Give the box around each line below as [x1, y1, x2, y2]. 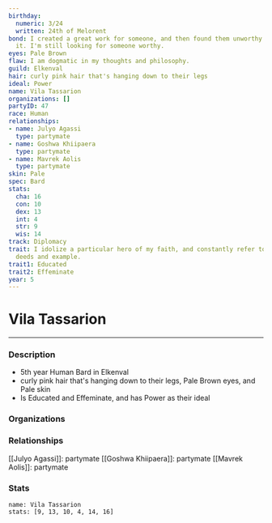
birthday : [8, 11, 42, 20]
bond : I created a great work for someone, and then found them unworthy [8, 34, 263, 43]
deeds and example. [15, 253, 82, 261]
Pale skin [19, 385, 51, 394]
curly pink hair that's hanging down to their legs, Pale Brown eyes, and [19, 376, 256, 385]
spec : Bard [8, 177, 45, 186]
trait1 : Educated [8, 260, 67, 268]
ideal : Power [8, 79, 53, 87]
